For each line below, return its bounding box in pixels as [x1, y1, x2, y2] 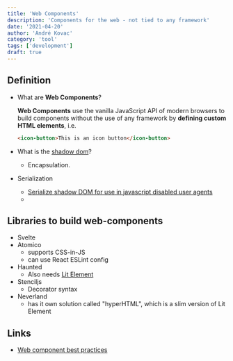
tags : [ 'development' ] [7, 42, 73, 49]
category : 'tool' [7, 36, 58, 43]
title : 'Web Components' [7, 10, 79, 17]
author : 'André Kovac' [7, 29, 73, 37]
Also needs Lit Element [27, 270, 94, 278]
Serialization [17, 174, 54, 183]
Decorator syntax [27, 285, 78, 294]
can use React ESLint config [27, 255, 109, 264]
